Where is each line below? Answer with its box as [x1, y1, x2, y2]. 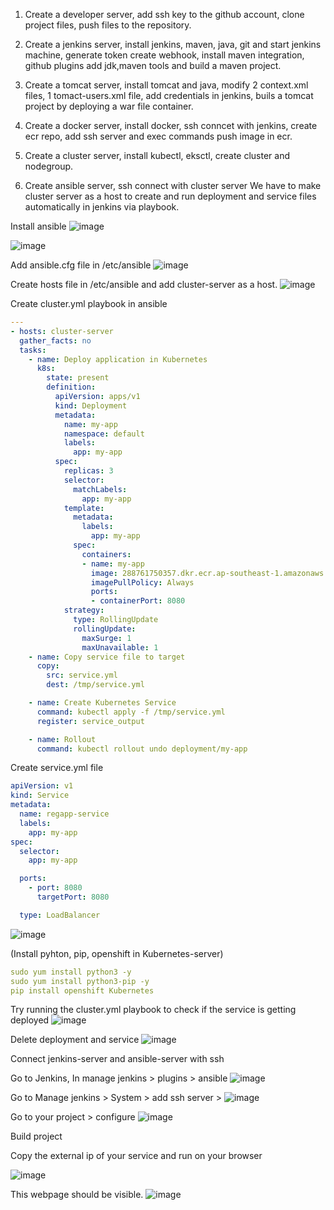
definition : [46, 382, 97, 393]
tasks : [19, 345, 47, 355]
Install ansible [10, 220, 67, 232]
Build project [10, 1130, 63, 1143]
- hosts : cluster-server [10, 326, 114, 336]
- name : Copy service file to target [28, 652, 186, 662]
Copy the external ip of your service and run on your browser [10, 1150, 263, 1162]
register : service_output [36, 716, 145, 726]
